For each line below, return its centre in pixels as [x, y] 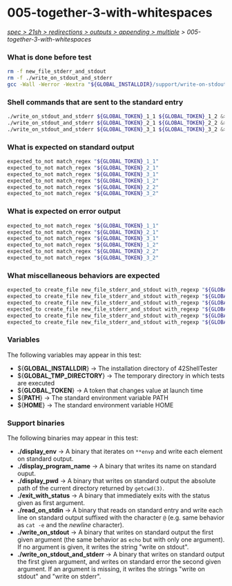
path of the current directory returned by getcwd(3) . [90, 488]
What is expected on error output [64, 211]
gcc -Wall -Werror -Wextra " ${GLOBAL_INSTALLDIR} [80, 84]
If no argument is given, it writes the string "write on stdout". [103, 547]
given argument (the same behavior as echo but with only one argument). [121, 540]
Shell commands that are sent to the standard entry [95, 102]
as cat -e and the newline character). [70, 525]
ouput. [26, 474]
